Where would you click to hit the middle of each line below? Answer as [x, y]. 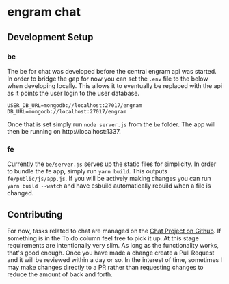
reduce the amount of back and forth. [60, 274]
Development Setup [50, 37]
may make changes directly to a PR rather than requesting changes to [105, 267]
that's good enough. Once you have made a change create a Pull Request [111, 253]
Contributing [35, 215]
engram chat [44, 12]
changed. [21, 193]
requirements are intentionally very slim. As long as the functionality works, [113, 245]
